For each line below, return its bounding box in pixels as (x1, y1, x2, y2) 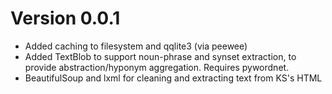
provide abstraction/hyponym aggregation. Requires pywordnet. (24, 61, 290, 73)
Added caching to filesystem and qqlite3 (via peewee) (24, 40, 248, 52)
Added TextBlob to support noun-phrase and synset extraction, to (24, 50, 297, 62)
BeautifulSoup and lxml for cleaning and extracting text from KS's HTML (24, 72, 323, 84)
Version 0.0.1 (10, 7, 121, 30)
